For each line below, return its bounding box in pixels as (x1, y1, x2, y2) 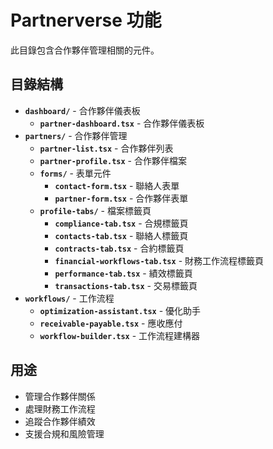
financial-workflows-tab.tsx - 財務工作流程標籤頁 (54, 254, 265, 266)
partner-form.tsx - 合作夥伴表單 (54, 192, 189, 204)
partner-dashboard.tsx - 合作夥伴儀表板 (39, 117, 205, 129)
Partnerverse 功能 (10, 9, 162, 32)
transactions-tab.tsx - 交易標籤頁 (54, 279, 198, 291)
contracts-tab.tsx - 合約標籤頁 (54, 242, 185, 254)
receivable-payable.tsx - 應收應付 (39, 317, 183, 329)
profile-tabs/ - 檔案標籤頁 (39, 204, 152, 216)
